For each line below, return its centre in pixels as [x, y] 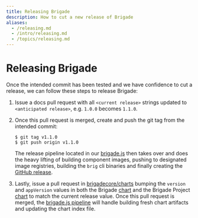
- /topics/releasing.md [40, 39]
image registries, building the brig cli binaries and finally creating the [99, 165]
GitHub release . [34, 172]
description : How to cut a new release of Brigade [70, 17]
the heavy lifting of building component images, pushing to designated [101, 160]
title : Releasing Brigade [38, 12]
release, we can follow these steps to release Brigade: [72, 91]
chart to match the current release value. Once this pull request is [95, 196]
